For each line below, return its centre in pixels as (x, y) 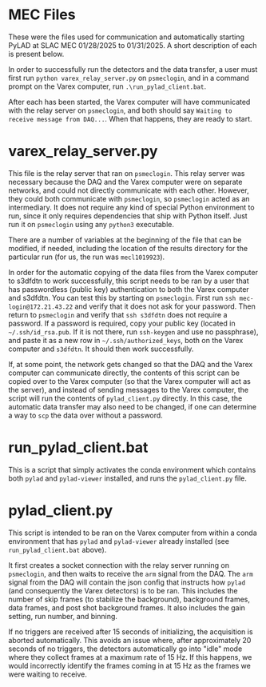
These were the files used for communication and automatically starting (127, 37)
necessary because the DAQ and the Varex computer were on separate (125, 182)
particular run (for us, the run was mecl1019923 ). (87, 257)
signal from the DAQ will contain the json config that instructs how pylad (127, 582)
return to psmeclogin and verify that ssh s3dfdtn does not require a (118, 314)
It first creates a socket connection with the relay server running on (119, 565)
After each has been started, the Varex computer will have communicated (129, 102)
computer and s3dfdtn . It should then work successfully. (101, 349)
